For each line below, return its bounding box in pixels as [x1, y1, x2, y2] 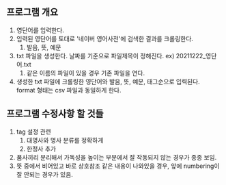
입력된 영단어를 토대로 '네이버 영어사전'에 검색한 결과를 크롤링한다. [16, 34, 194, 42]
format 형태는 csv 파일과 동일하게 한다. [16, 86, 122, 94]
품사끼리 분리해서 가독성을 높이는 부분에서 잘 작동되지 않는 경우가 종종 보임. [16, 153, 217, 161]
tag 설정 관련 [16, 127, 52, 136]
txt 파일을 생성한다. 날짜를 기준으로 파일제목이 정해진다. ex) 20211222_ [16, 51, 206, 60]
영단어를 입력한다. [16, 26, 64, 34]
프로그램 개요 [6, 6, 59, 18]
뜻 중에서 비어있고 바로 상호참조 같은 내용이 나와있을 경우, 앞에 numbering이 [16, 162, 220, 170]
